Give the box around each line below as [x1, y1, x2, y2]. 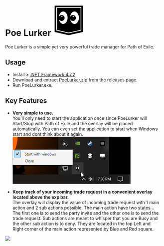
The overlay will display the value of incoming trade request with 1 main [12, 199, 160, 205]
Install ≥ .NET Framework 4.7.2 [12, 71, 76, 77]
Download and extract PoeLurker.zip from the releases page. [12, 77, 138, 83]
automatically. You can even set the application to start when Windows [12, 126, 158, 132]
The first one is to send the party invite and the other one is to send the [12, 210, 159, 216]
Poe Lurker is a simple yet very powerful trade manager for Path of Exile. [5, 43, 155, 49]
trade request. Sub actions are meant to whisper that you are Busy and [12, 215, 158, 221]
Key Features [5, 97, 47, 105]
